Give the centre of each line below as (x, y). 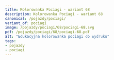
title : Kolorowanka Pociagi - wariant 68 (48, 9)
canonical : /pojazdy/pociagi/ (36, 18)
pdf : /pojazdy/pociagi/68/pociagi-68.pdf (48, 32)
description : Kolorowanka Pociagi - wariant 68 (54, 14)
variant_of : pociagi (26, 23)
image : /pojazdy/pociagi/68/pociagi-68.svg (50, 28)
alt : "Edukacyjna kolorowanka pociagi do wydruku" (57, 37)
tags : (10, 41)
